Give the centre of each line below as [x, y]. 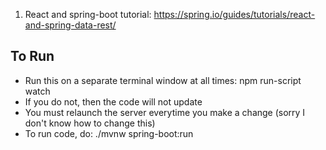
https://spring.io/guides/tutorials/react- [234, 14]
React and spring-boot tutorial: [88, 14]
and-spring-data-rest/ [70, 25]
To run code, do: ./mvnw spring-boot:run [109, 133]
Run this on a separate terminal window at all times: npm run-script [163, 80]
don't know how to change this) [90, 123]
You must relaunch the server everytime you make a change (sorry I [165, 112]
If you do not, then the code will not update [113, 101]
